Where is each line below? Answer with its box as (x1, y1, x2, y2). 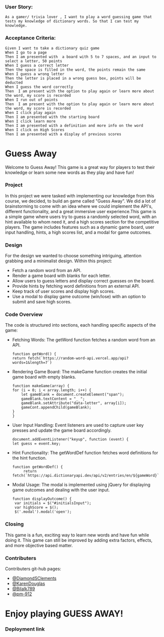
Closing (5, 521, 24, 527)
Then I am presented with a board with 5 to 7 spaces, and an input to (5, 54, 157, 59)
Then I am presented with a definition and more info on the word (5, 123, 143, 128)
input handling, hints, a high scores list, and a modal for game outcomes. (5, 229, 152, 235)
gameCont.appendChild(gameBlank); (21, 405, 92, 410)
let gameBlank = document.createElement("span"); (21, 392, 124, 397)
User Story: (5, 3, 33, 10)
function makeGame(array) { (12, 384, 70, 388)
